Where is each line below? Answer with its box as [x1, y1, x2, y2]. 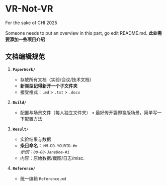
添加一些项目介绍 [9, 36, 45, 42]
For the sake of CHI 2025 [5, 20, 58, 26]
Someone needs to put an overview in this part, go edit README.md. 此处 [5, 30, 157, 36]
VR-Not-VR [5, 3, 53, 15]
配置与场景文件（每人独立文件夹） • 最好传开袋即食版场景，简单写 [20, 109, 157, 116]
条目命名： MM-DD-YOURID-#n [20, 142, 77, 148]
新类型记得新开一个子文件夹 [20, 82, 78, 88]
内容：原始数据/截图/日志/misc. [20, 155, 85, 161]
